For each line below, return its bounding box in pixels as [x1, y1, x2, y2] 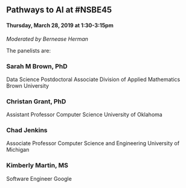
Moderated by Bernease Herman [6, 35, 89, 42]
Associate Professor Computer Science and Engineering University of [6, 140, 180, 147]
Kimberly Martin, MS [6, 161, 68, 170]
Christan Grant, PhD [6, 97, 66, 105]
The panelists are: [6, 47, 51, 54]
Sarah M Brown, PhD [6, 62, 68, 70]
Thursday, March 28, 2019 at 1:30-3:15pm [6, 21, 114, 29]
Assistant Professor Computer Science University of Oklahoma [6, 111, 163, 118]
